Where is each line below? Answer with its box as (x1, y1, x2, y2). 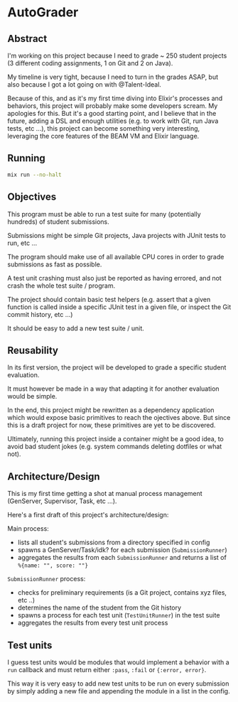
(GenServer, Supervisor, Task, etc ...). (7, 497, 117, 505)
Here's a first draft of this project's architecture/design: (7, 511, 169, 519)
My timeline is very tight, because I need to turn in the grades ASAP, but (7, 72, 219, 81)
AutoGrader (7, 4, 79, 21)
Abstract (7, 33, 48, 45)
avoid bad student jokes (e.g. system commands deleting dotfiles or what (7, 442, 222, 451)
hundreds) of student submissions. (7, 217, 110, 226)
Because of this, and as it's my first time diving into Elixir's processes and (7, 94, 223, 102)
